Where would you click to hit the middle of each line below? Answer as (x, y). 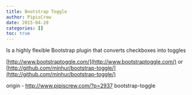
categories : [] (25, 28)
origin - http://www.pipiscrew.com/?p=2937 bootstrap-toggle (81, 86)
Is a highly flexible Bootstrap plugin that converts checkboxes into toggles (96, 50)
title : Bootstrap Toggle (37, 12)
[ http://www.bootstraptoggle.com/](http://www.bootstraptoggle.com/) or (95, 62)
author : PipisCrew (29, 17)
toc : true (18, 34)
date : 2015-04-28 (27, 22)
